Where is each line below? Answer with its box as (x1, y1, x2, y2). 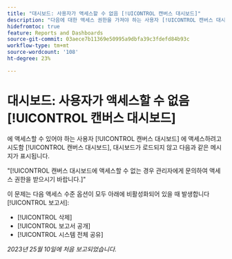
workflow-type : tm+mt (7, 42, 70, 49)
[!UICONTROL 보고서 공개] (17, 222, 91, 230)
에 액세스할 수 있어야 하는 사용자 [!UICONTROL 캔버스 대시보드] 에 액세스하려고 (7, 134, 222, 142)
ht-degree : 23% (7, 55, 51, 62)
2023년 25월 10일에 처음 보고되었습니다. (7, 244, 117, 253)
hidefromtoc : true (7, 23, 60, 30)
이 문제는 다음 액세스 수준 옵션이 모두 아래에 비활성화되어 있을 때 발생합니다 (7, 189, 210, 198)
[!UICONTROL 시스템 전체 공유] (17, 230, 104, 238)
